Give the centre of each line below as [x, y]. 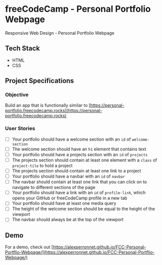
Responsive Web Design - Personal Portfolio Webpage [60, 33]
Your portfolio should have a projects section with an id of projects [80, 154]
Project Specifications [40, 81]
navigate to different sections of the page [54, 188]
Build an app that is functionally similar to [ [48, 105]
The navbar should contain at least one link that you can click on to [80, 182]
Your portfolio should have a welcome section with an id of [71, 139]
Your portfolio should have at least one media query [64, 203]
